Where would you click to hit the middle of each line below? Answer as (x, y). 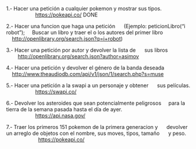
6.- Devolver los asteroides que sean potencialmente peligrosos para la (96, 103)
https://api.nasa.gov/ (60, 115)
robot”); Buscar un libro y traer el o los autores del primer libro (85, 32)
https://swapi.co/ (56, 92)
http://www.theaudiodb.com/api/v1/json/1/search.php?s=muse (88, 74)
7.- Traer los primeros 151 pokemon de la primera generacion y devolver (97, 127)
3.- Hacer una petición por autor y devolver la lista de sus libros (87, 50)
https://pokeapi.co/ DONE (66, 15)
